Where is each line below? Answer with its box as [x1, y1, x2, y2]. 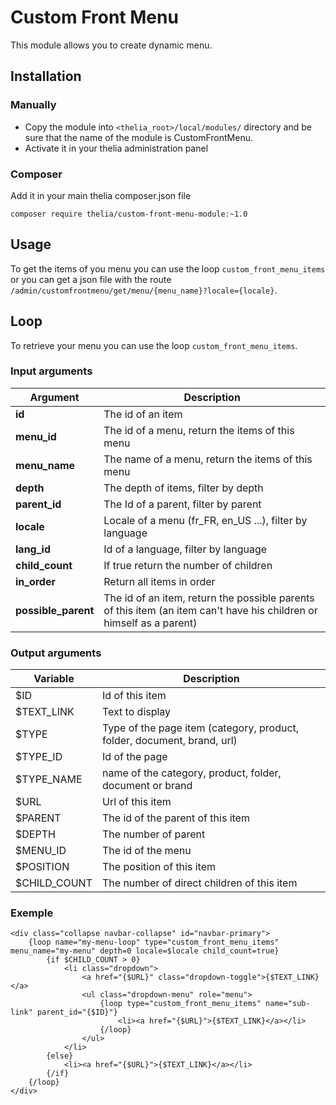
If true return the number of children [103, 558, 273, 572]
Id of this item [101, 689, 167, 703]
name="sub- [265, 999, 311, 1009]
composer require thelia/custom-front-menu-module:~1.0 [10, 209, 248, 219]
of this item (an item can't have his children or [103, 603, 318, 617]
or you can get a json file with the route [10, 273, 172, 285]
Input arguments [10, 364, 93, 378]
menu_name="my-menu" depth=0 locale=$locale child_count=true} [10, 946, 280, 956]
